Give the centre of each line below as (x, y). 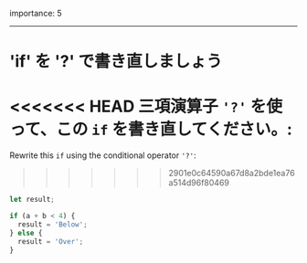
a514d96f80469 (199, 183)
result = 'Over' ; (51, 241)
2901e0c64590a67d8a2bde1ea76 (232, 174)
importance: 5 (36, 13)
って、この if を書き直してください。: (151, 129)
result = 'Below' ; (53, 224)
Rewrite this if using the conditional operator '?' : (103, 155)
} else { (26, 233)
